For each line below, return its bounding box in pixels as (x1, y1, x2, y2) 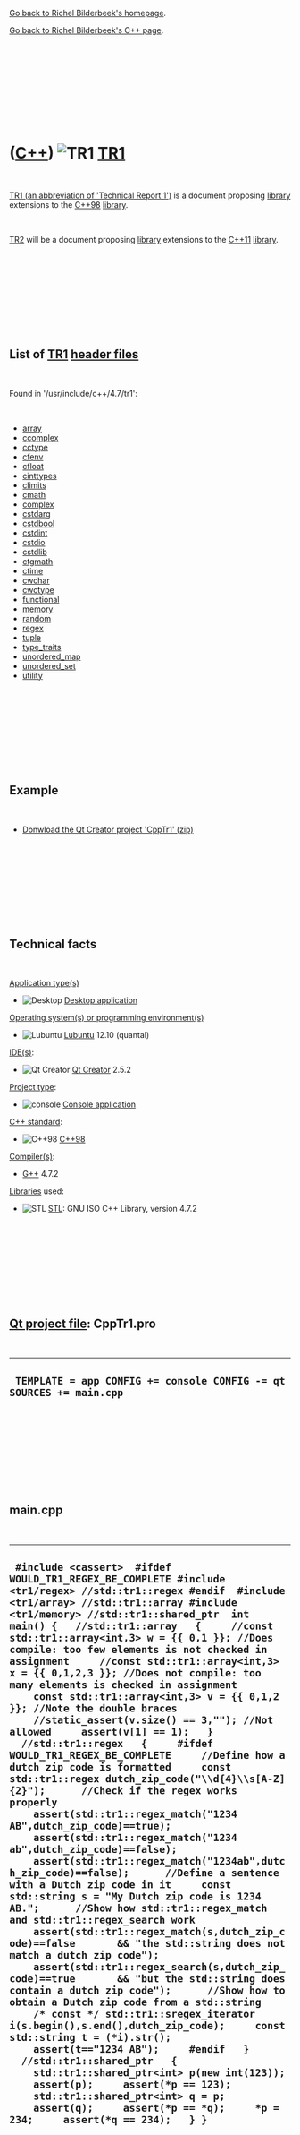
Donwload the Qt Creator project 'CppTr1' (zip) (21, 824, 194, 835)
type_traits (21, 641, 62, 652)
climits (21, 479, 47, 491)
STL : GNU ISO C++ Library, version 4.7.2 (47, 1204, 198, 1214)
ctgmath (21, 555, 54, 567)
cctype (21, 442, 49, 452)
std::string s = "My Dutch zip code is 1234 (9, 1890, 262, 1903)
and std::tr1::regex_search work (9, 1914, 196, 1926)
